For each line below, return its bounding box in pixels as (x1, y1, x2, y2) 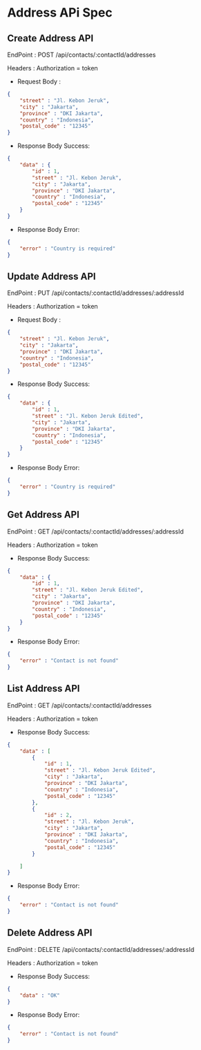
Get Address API (7, 509, 79, 521)
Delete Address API (7, 927, 93, 939)
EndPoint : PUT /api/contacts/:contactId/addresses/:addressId (7, 289, 184, 298)
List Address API (7, 683, 80, 694)
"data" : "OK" (19, 992, 60, 999)
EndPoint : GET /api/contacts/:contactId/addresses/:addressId (7, 527, 184, 536)
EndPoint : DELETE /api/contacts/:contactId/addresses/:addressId (7, 945, 195, 953)
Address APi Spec (7, 5, 113, 21)
